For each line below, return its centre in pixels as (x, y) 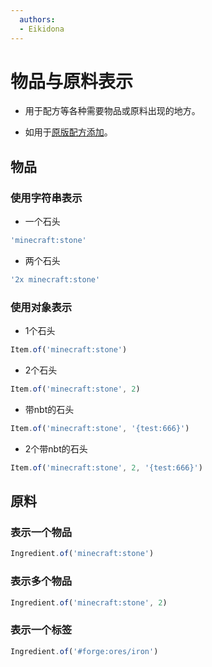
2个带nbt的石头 (56, 448)
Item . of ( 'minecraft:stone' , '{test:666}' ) (100, 428)
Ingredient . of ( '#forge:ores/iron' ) (84, 651)
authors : (37, 19)
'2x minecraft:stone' (55, 280)
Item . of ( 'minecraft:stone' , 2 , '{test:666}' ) (106, 467)
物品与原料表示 (72, 81)
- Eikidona (42, 29)
